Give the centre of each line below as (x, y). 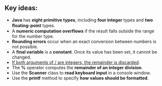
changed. (21, 57)
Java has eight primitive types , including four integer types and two (82, 20)
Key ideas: (21, 8)
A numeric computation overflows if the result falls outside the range (83, 31)
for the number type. (33, 36)
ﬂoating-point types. (33, 25)
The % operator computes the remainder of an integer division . (77, 67)
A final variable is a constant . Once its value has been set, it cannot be (84, 52)
